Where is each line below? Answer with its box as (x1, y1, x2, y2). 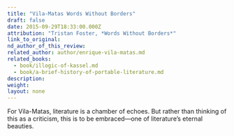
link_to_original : (7, 36, 61, 43)
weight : (7, 82, 30, 89)
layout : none (7, 88, 45, 95)
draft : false (7, 17, 45, 24)
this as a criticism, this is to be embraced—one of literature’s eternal (7, 114, 203, 123)
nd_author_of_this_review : (7, 43, 86, 50)
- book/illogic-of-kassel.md (13, 62, 98, 69)
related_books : (7, 56, 52, 63)
